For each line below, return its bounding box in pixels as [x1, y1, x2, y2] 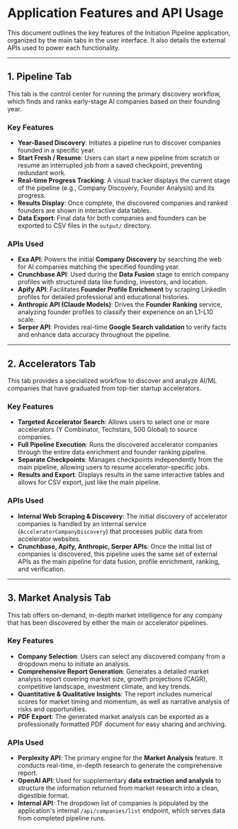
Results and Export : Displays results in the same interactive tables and [17, 470, 225, 479]
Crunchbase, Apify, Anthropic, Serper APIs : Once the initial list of [17, 542, 212, 550]
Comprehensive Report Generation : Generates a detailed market [17, 667, 209, 675]
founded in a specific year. [17, 146, 96, 155]
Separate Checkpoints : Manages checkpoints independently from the [17, 455, 223, 464]
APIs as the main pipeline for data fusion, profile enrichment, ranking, [17, 557, 220, 565]
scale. [17, 316, 35, 324]
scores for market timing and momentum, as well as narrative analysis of [17, 697, 230, 706]
